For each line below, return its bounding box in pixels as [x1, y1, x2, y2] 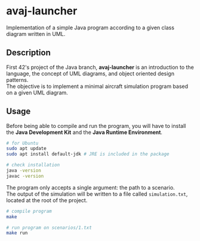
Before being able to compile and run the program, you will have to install [6, 122, 186, 129]
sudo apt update [6, 145, 47, 152]
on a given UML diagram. [6, 89, 69, 96]
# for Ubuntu [6, 140, 39, 146]
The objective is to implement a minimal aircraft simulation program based [6, 83, 189, 90]
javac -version [6, 173, 44, 179]
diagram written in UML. [6, 30, 66, 37]
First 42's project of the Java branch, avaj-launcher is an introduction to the [6, 63, 194, 71]
